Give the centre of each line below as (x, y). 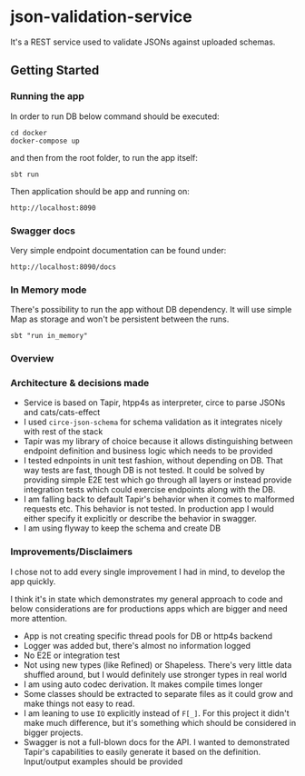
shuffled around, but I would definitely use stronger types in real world (155, 674)
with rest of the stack (63, 432)
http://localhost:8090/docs (64, 267)
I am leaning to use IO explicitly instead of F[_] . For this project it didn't (156, 713)
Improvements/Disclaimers (72, 552)
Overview (32, 359)
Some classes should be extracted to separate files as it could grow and (158, 693)
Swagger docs (43, 231)
